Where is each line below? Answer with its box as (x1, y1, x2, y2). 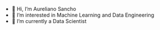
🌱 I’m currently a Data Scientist (11, 18, 87, 24)
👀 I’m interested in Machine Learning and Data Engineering (11, 12, 155, 18)
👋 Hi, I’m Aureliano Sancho (11, 6, 76, 12)
